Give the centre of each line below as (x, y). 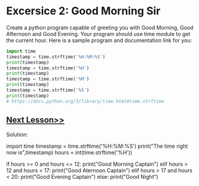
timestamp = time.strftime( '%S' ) (48, 90)
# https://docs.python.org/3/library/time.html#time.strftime (85, 101)
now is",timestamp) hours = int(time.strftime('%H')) (69, 152)
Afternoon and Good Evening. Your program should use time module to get (98, 33)
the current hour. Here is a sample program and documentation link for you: (99, 40)
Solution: (17, 134)
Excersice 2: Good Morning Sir (83, 11)
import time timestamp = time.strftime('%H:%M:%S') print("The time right (97, 146)
